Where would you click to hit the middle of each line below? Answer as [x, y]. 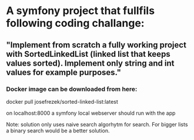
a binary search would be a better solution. [58, 131]
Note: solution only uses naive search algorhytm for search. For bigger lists [97, 124]
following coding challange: [76, 23]
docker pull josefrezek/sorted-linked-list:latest [62, 101]
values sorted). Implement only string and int [90, 63]
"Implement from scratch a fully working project [96, 45]
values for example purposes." [64, 72]
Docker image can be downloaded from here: [72, 89]
